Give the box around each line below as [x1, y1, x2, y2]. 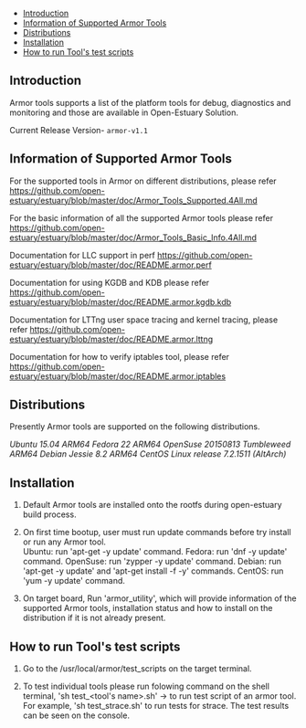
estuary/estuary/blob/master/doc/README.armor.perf [9, 259, 212, 270]
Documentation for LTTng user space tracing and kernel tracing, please [9, 314, 279, 325]
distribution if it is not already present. [22, 612, 166, 624]
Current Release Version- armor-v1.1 [9, 124, 148, 135]
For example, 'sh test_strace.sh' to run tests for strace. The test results [22, 701, 290, 712]
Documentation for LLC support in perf [9, 249, 155, 260]
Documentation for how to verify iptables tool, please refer [9, 351, 230, 362]
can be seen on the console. [22, 710, 131, 721]
